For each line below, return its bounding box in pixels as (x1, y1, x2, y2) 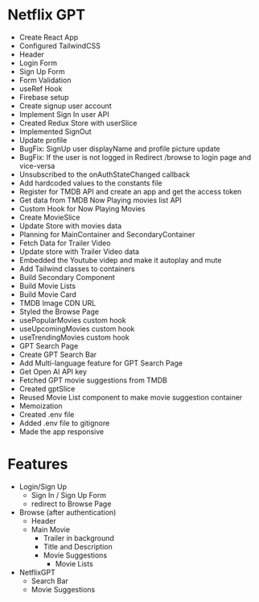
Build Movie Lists (18, 281, 76, 291)
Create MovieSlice (18, 212, 80, 222)
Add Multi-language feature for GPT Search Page (18, 357, 183, 368)
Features (7, 455, 68, 474)
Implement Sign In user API (18, 109, 109, 119)
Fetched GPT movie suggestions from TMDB (18, 375, 168, 385)
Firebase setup (18, 92, 69, 102)
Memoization (18, 401, 63, 411)
